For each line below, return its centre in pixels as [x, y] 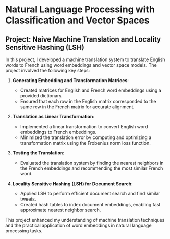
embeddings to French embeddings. [58, 132]
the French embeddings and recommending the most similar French [92, 168]
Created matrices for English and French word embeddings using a [91, 90]
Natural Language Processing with [80, 9]
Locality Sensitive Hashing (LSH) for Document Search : [72, 184]
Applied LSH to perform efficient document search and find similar [90, 194]
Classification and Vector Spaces [77, 20]
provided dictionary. [41, 96]
